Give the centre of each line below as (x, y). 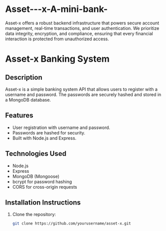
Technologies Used (36, 154)
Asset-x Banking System (57, 59)
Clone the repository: (34, 215)
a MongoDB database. (28, 100)
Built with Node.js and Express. (44, 138)
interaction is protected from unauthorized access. (57, 39)
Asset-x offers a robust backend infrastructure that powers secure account (82, 23)
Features (19, 115)
